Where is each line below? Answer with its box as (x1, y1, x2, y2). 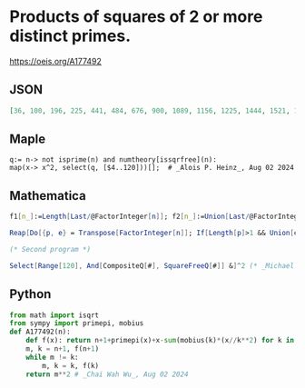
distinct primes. (9, 25, 132, 46)
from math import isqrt (9, 311, 100, 320)
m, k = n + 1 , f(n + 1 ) (25, 344, 100, 353)
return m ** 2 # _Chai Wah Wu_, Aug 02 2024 (25, 370, 189, 379)
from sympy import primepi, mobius (9, 319, 144, 328)
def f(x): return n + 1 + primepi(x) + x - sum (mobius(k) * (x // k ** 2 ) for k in (25, 336, 295, 345)
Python (9, 286, 52, 302)
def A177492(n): (9, 327, 71, 337)
